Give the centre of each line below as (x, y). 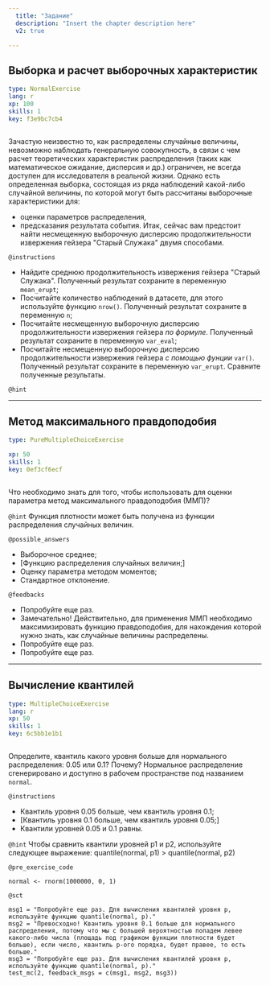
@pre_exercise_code (41, 868)
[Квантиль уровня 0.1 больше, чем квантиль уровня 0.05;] (119, 820)
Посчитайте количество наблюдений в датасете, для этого (121, 298)
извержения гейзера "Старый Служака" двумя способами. (122, 242)
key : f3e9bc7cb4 (35, 119)
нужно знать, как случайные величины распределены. (114, 635)
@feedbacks (27, 595)
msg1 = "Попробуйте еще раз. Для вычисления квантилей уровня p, (120, 910)
